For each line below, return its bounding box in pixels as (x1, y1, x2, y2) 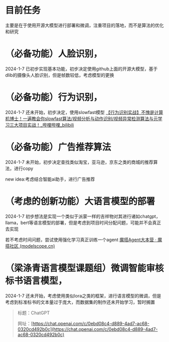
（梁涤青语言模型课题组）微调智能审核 (5, 262, 164, 274)
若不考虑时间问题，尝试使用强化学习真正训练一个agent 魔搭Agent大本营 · (5, 237, 157, 243)
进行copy (14, 165, 34, 172)
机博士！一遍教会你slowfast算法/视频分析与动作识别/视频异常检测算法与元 (5, 116, 158, 122)
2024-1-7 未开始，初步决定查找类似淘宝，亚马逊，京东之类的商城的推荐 (5, 159, 153, 165)
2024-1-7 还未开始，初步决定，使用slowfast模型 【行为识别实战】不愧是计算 (5, 109, 163, 115)
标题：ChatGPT (17, 310, 50, 316)
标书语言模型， (5, 275, 67, 287)
